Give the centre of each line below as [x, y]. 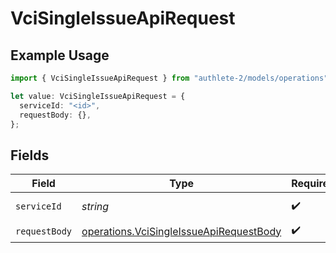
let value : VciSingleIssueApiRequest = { [98, 96]
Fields [30, 155]
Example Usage [60, 55]
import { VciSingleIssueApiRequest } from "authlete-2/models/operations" [169, 78]
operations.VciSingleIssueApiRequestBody [181, 231]
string [95, 207]
